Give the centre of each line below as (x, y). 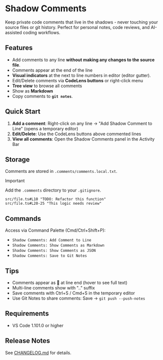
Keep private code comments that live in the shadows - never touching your (81, 22)
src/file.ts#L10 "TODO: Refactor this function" (56, 199)
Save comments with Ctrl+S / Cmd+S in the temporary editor (74, 293)
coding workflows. (42, 32)
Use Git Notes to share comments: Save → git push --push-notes (79, 298)
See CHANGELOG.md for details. (38, 353)
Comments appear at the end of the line (52, 70)
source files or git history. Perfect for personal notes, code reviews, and (78, 27)
